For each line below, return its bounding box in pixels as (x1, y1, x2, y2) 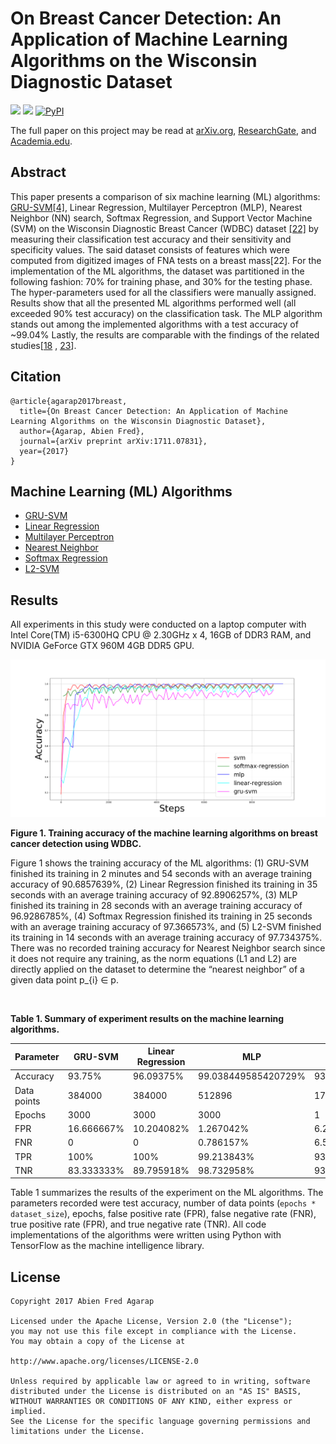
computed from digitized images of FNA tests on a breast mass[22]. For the (10, 254, 322, 266)
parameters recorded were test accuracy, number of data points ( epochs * (10, 1197, 317, 1209)
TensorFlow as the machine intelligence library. (10, 1240, 205, 1252)
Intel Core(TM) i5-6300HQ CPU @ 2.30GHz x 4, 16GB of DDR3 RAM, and (10, 629, 312, 641)
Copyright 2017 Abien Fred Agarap (10, 1297, 155, 1307)
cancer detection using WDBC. (10, 837, 142, 849)
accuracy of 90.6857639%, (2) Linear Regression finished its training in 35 (10, 878, 318, 890)
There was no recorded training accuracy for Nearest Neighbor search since (10, 942, 326, 954)
